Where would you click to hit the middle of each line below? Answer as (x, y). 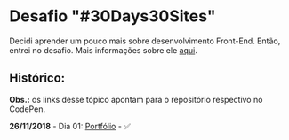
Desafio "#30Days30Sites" (112, 16)
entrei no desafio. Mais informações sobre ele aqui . (103, 50)
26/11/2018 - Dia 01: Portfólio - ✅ (70, 126)
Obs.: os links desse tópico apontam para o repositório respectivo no (136, 99)
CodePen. (28, 109)
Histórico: (37, 78)
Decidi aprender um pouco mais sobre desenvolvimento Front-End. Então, (145, 41)
